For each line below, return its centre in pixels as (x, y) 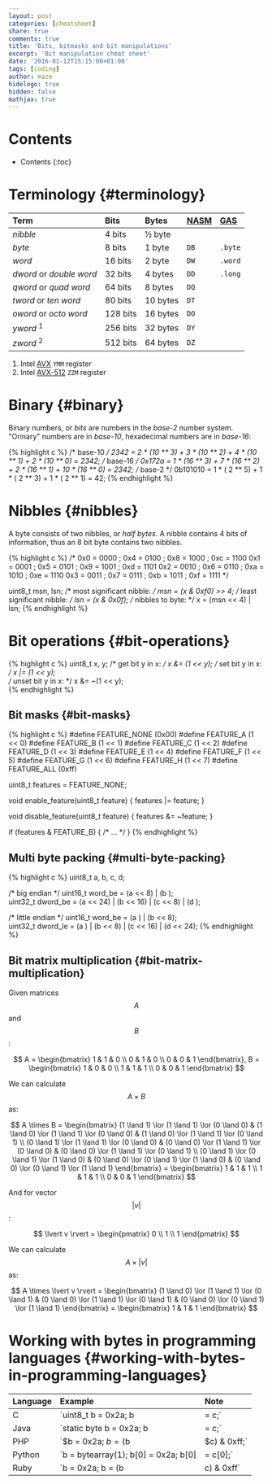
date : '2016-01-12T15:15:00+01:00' (69, 62)
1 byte (157, 247)
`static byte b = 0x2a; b (104, 1428)
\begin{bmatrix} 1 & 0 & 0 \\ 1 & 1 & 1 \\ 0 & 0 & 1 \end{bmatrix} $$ (136, 1068)
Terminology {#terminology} (107, 195)
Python (26, 1455)
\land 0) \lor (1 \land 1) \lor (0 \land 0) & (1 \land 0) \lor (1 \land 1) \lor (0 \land (136, 1134)
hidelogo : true (34, 84)
